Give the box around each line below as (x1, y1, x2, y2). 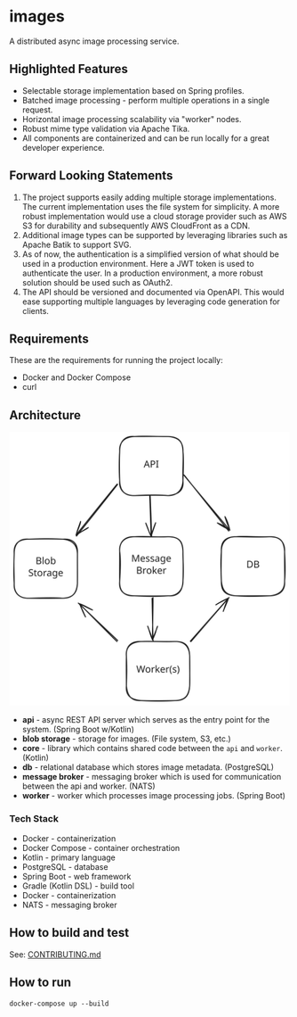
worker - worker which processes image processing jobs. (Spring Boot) (21, 790, 286, 801)
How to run (9, 974, 72, 989)
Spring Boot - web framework (21, 871, 132, 881)
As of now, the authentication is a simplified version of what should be (21, 248, 280, 260)
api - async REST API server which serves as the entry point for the (21, 715, 270, 725)
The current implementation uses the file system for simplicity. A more (21, 201, 280, 211)
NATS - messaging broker (21, 899, 117, 910)
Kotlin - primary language (21, 852, 116, 863)
